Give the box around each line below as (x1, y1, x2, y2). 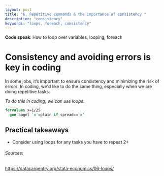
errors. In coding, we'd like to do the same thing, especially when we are (5, 84, 152, 89)
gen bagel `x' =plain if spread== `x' (9, 113, 85, 117)
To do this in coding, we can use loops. (5, 98, 85, 104)
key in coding (5, 62, 61, 73)
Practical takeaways (5, 126, 69, 134)
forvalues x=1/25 (5, 108, 41, 113)
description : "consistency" (5, 16, 63, 21)
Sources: (5, 150, 24, 156)
